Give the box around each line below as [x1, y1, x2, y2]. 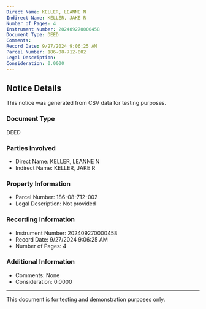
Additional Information [6, 257, 75, 266]
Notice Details [6, 83, 61, 93]
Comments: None [15, 271, 60, 279]
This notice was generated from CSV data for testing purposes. [6, 99, 167, 107]
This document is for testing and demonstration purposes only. [6, 296, 166, 303]
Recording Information [6, 215, 75, 224]
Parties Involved [6, 143, 56, 152]
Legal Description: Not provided [15, 200, 96, 207]
